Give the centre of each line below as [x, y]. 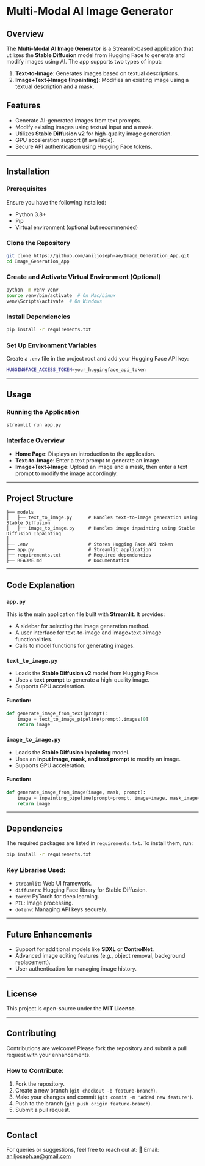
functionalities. [34, 639]
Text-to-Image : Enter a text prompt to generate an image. [88, 460]
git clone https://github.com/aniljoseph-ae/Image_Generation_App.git [98, 255]
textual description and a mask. [55, 86]
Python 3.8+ [31, 214]
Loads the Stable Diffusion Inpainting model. [72, 752]
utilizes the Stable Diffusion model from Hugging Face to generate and [95, 55]
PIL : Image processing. [44, 903]
